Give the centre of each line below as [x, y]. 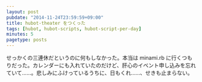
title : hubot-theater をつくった [46, 23]
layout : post [23, 12]
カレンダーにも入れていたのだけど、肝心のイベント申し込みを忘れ [114, 65]
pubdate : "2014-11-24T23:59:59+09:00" [55, 17]
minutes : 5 [20, 34]
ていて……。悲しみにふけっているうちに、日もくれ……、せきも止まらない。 [99, 73]
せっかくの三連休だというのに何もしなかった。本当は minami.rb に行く [94, 58]
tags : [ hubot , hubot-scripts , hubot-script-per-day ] [74, 29]
